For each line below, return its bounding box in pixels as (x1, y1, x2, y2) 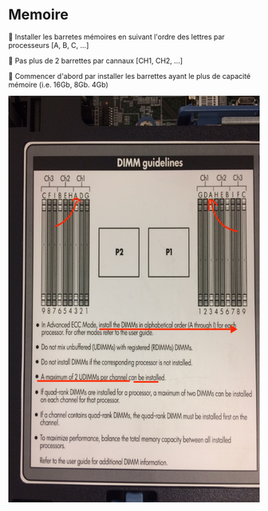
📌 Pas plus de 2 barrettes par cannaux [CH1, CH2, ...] (8, 56, 183, 65)
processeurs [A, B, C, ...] (8, 40, 89, 49)
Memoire (8, 6, 69, 24)
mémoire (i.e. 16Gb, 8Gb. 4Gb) (8, 80, 109, 89)
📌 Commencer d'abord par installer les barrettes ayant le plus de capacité (8, 71, 251, 81)
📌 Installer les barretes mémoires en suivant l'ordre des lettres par (8, 32, 225, 41)
